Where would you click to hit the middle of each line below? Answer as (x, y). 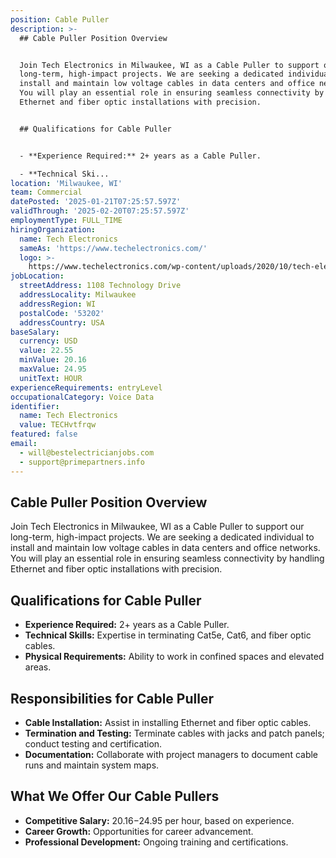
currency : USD (48, 341)
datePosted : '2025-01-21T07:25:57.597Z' (96, 202)
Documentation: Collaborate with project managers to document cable (171, 754)
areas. (38, 667)
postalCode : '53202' (62, 313)
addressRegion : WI (58, 304)
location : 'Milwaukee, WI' (66, 183)
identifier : (35, 406)
